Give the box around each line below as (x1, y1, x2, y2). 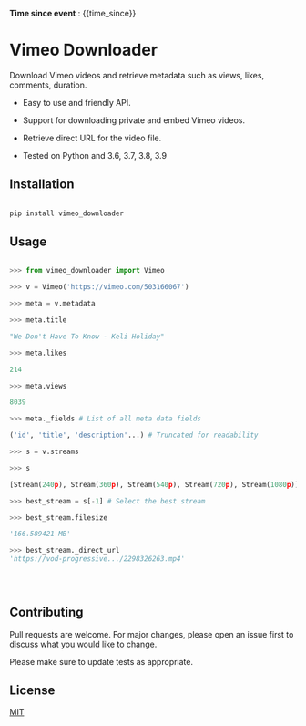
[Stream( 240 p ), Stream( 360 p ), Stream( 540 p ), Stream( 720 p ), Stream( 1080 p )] (9, 480, 300, 489)
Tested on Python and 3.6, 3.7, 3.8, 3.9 (22, 150, 167, 161)
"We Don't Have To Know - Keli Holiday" (9, 332, 166, 341)
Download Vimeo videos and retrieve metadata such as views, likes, (9, 69, 265, 80)
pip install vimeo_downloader (9, 209, 125, 218)
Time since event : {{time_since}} (9, 8, 137, 18)
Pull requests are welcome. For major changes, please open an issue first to (9, 628, 294, 639)
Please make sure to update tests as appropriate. (9, 656, 194, 667)
